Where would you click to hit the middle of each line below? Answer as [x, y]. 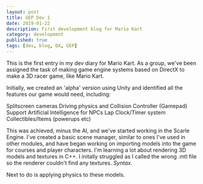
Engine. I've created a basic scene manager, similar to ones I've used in [96, 137]
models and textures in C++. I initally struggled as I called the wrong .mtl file [101, 156]
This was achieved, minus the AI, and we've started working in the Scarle [98, 131]
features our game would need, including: [59, 94]
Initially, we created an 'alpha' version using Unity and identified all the [95, 87]
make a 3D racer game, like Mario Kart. [55, 76]
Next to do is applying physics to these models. [66, 174]
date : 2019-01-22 [28, 23]
